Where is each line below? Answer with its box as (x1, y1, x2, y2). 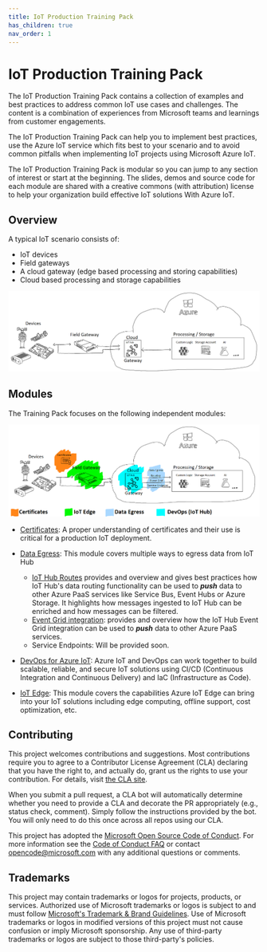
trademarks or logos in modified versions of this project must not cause (8, 918, 243, 927)
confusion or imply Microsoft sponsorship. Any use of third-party (8, 926, 222, 936)
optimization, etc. (19, 705, 77, 714)
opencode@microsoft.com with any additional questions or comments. (8, 848, 241, 857)
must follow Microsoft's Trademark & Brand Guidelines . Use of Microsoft (8, 909, 246, 919)
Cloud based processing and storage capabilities (19, 275, 181, 285)
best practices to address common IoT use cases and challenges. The (8, 100, 239, 109)
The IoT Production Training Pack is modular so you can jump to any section (8, 164, 258, 175)
